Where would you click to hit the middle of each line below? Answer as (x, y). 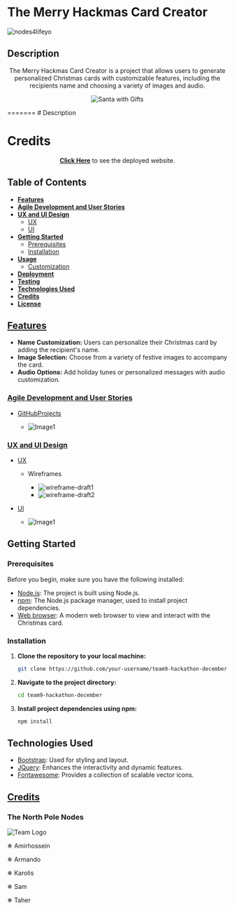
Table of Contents (47, 183)
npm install (35, 721)
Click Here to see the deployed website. (117, 160)
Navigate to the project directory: (67, 682)
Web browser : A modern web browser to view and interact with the (114, 615)
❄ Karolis (21, 873)
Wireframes (45, 473)
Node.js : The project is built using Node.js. (79, 592)
